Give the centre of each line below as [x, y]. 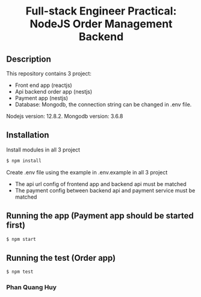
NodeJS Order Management [101, 24]
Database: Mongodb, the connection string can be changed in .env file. [103, 104]
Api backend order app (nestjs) [54, 91]
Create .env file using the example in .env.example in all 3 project [87, 172]
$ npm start [21, 239]
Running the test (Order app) [61, 258]
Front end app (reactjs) [43, 85]
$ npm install [24, 161]
